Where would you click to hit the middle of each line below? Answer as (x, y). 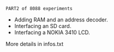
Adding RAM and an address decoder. (61, 20)
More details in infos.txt (35, 44)
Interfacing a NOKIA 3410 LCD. (52, 32)
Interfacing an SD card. (43, 26)
